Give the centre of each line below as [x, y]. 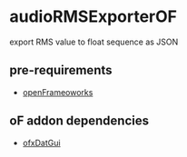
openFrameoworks [58, 92]
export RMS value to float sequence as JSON [94, 42]
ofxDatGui [41, 142]
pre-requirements [61, 70]
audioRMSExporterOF [93, 17]
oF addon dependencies [79, 121]
